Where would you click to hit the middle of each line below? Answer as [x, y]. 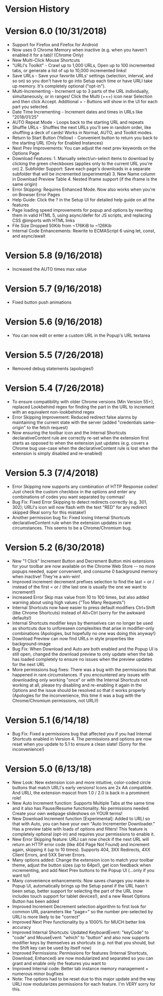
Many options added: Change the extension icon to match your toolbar [83, 860]
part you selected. [30, 107]
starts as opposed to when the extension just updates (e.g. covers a [80, 443]
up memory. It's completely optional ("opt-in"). [59, 86]
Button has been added [36, 901]
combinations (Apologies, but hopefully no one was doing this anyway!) [84, 633]
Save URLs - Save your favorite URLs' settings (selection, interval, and [82, 76]
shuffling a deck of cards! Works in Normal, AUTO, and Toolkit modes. [82, 133]
